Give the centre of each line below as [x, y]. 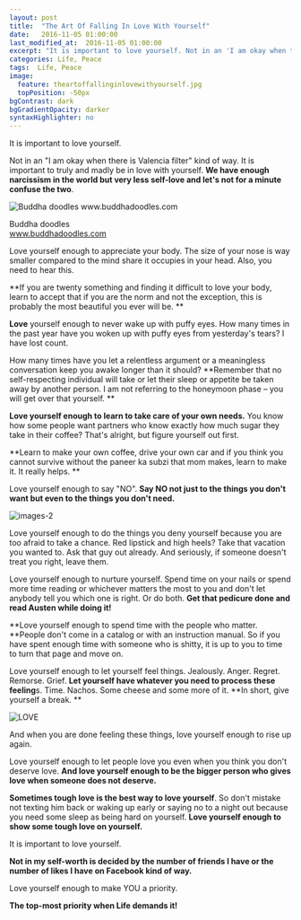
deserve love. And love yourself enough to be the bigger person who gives [150, 771]
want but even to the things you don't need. [92, 498]
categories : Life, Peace [56, 59]
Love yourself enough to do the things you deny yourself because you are [146, 533]
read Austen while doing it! [60, 608]
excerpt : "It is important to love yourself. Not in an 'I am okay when [148, 51]
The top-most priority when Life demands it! [94, 906]
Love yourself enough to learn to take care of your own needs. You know [146, 416]
